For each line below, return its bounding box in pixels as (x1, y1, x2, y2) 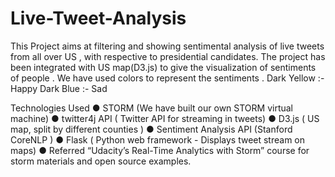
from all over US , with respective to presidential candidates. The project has (10, 50, 326, 62)
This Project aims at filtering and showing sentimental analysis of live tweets (10, 40, 325, 52)
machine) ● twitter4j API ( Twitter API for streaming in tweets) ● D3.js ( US (10, 112, 320, 124)
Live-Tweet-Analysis (10, 7, 187, 30)
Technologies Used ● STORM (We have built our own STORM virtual (10, 102, 293, 114)
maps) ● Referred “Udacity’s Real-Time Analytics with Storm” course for (10, 144, 310, 156)
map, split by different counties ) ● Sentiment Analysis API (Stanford (10, 123, 293, 135)
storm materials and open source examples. (10, 155, 192, 167)
